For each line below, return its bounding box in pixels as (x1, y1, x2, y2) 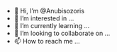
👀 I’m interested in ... (13, 14, 74, 22)
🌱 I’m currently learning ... (13, 22, 90, 30)
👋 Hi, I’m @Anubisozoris (13, 7, 85, 15)
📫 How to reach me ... (13, 37, 80, 45)
